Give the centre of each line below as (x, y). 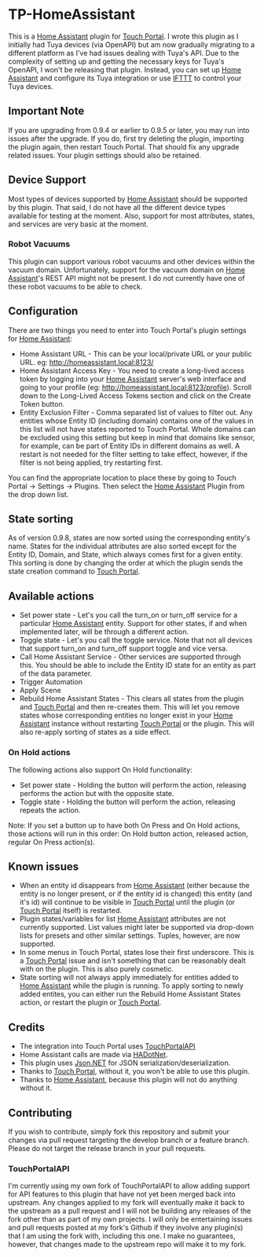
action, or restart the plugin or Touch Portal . (90, 1003)
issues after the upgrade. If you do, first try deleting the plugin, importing (126, 138)
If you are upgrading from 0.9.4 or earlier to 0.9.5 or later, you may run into (129, 130)
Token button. (42, 404)
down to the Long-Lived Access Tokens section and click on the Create (135, 396)
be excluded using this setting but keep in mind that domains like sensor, (137, 437)
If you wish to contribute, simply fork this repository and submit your (119, 1132)
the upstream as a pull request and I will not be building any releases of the (130, 1211)
